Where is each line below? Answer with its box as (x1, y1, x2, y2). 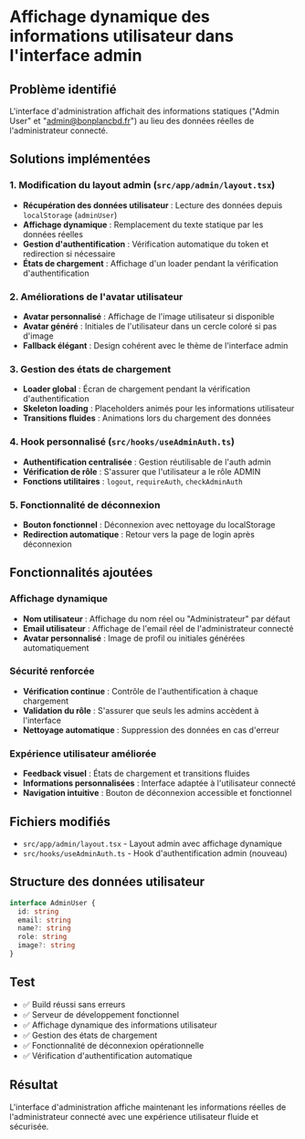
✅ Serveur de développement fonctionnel (22, 1008, 180, 1019)
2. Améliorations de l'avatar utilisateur (9, 290, 184, 303)
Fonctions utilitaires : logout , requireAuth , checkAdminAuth (22, 475, 244, 486)
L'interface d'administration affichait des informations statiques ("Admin (9, 106, 280, 116)
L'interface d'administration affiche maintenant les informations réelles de (9, 1102, 287, 1113)
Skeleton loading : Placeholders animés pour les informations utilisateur (22, 403, 295, 414)
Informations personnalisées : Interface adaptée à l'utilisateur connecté (22, 778, 297, 789)
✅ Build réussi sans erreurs (22, 998, 126, 1009)
